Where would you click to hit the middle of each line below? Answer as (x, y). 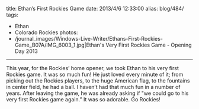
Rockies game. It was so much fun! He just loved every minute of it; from (95, 74)
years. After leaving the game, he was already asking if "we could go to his (97, 93)
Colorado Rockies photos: (46, 32)
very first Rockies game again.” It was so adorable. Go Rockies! (84, 99)
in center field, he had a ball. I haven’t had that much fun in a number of (93, 87)
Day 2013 (26, 51)
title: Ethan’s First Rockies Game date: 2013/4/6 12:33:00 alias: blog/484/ (95, 9)
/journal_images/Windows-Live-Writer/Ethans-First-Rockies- (89, 39)
